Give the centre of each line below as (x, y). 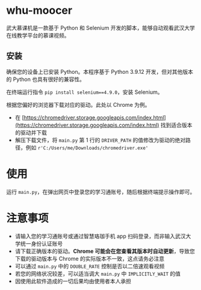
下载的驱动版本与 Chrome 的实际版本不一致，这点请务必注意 (90, 258)
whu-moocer (39, 11)
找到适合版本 (176, 125)
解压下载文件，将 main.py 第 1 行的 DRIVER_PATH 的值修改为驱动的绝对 (100, 140)
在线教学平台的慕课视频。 (38, 35)
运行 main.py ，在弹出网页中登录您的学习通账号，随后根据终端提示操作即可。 (101, 192)
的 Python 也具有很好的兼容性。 (46, 79)
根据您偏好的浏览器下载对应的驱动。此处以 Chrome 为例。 (78, 104)
